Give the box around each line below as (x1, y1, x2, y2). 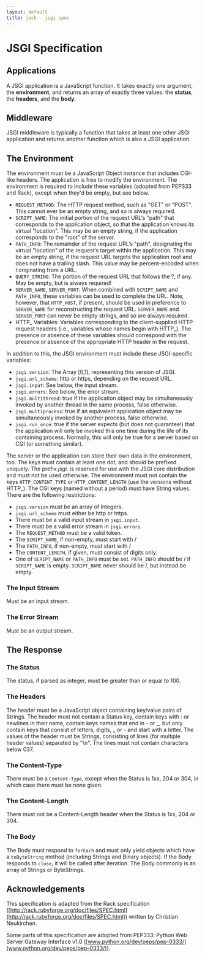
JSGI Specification (6, 41, 103, 55)
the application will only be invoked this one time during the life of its (15, 427, 188, 435)
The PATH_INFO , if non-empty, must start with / (15, 542, 132, 550)
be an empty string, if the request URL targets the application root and (15, 253, 193, 261)
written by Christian (128, 913, 179, 921)
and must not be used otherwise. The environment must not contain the (6, 472, 187, 479)
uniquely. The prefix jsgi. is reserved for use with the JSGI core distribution (6, 465, 195, 473)
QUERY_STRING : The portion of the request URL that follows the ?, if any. (15, 273, 193, 280)
